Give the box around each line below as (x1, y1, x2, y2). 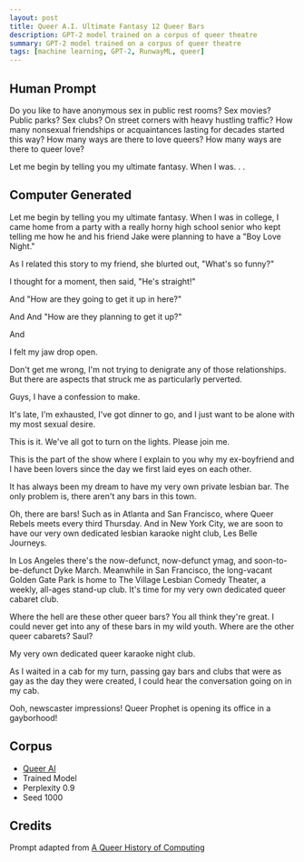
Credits (9, 817, 53, 833)
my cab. (9, 685, 40, 696)
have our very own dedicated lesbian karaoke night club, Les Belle (9, 527, 258, 538)
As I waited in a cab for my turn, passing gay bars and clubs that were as (9, 666, 282, 677)
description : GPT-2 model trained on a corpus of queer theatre (9, 30, 258, 39)
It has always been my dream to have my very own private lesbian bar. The (9, 481, 289, 492)
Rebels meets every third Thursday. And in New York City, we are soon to (9, 517, 284, 528)
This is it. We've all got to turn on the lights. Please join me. (9, 436, 230, 446)
